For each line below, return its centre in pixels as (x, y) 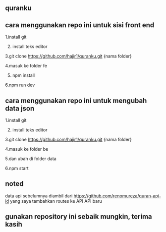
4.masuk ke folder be (27, 149)
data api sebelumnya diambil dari (39, 196)
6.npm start (17, 169)
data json (20, 108)
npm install (24, 75)
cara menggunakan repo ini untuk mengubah (76, 100)
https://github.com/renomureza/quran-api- (117, 196)
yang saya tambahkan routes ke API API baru (56, 201)
